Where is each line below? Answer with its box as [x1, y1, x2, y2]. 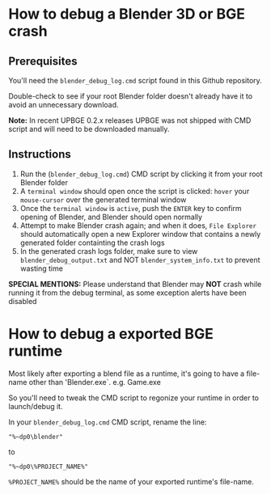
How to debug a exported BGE [8, 325, 214, 343]
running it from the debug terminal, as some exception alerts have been [8, 288, 247, 298]
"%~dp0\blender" [8, 433, 63, 441]
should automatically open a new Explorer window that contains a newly [19, 229, 261, 239]
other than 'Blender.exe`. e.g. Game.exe [28, 377, 162, 386]
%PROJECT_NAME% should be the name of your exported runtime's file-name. [8, 476, 255, 486]
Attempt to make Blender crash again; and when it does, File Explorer [19, 220, 257, 230]
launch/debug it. [8, 401, 63, 411]
